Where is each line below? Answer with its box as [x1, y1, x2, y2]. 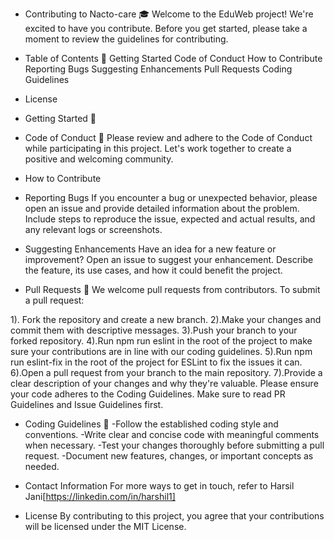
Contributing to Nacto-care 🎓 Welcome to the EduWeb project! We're [24, 8, 314, 20]
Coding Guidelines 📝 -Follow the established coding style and [24, 418, 279, 430]
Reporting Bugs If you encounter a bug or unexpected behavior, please [24, 192, 318, 203]
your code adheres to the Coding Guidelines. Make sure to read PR [10, 388, 286, 400]
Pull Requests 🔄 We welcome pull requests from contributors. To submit [24, 284, 321, 295]
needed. [24, 461, 60, 472]
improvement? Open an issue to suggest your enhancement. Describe [24, 254, 314, 265]
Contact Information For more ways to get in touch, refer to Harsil [24, 480, 295, 492]
